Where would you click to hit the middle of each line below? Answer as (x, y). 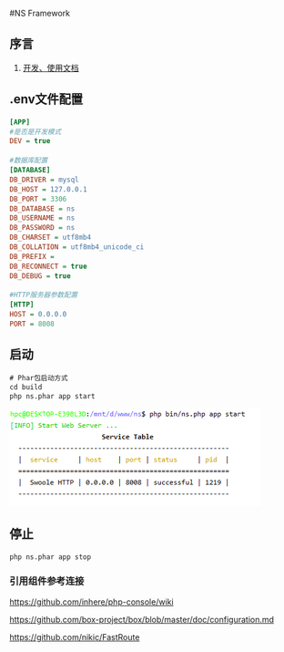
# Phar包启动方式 (39, 378)
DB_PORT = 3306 (38, 199)
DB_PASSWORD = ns (42, 228)
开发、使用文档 (51, 67)
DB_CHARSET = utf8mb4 (51, 238)
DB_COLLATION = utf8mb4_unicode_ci (77, 247)
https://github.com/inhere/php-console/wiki (92, 602)
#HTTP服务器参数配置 (44, 295)
